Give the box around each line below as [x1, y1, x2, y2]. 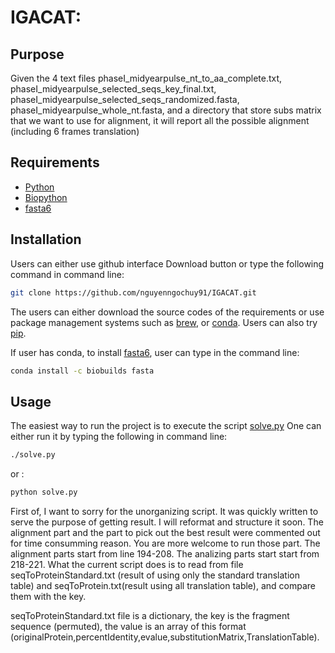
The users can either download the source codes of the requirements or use [10, 306, 325, 318]
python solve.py [10, 487, 78, 498]
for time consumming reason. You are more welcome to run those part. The [10, 537, 321, 549]
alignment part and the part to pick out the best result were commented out [10, 526, 321, 538]
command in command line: [10, 268, 125, 280]
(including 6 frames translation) [10, 126, 140, 137]
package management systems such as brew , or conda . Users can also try [10, 316, 318, 328]
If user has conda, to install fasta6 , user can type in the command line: [10, 346, 300, 358]
